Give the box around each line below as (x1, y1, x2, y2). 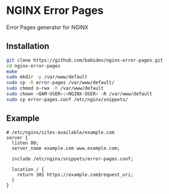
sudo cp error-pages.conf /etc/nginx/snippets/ (6, 96, 129, 103)
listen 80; (11, 140, 39, 146)
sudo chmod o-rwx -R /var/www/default (6, 85, 104, 91)
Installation (6, 41, 49, 51)
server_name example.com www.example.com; (11, 145, 120, 151)
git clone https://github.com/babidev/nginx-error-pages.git (6, 57, 164, 63)
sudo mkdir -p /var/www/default (6, 74, 88, 80)
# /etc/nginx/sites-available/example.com (6, 129, 115, 135)
